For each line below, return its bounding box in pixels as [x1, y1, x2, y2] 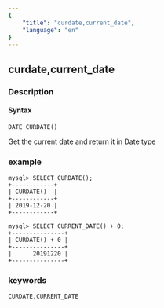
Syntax [8, 105, 32, 115]
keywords [8, 274, 47, 285]
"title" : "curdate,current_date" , [22, 19, 135, 27]
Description [8, 86, 54, 97]
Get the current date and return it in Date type [8, 137, 156, 146]
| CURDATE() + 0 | [8, 236, 68, 244]
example [8, 156, 42, 167]
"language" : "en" [22, 26, 79, 34]
